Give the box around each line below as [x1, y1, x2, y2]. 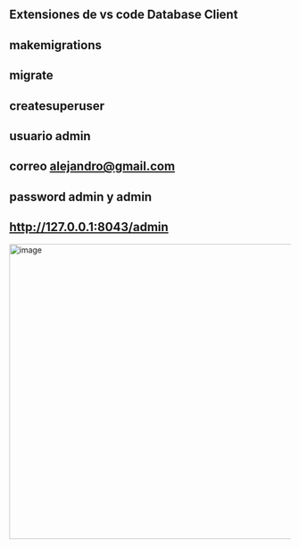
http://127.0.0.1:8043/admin [9, 220, 169, 235]
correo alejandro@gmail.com [9, 159, 176, 174]
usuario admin [9, 129, 91, 144]
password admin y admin [9, 189, 153, 204]
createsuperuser [9, 98, 105, 113]
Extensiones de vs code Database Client [9, 7, 238, 22]
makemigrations [9, 37, 103, 53]
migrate [9, 68, 54, 83]
